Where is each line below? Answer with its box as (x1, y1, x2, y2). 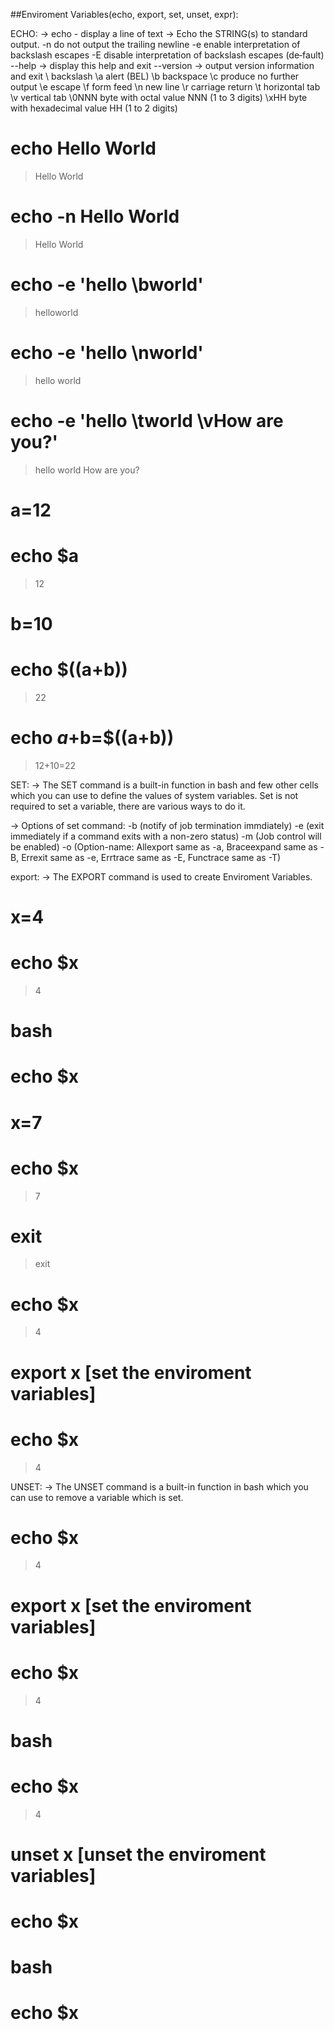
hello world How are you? (34, 464, 140, 476)
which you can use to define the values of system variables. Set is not (10, 789, 299, 801)
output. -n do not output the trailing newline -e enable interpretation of (10, 39, 301, 50)
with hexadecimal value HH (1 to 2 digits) (10, 102, 178, 114)
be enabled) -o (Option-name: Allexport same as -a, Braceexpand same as (10, 840, 318, 853)
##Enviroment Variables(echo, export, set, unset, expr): (10, 9, 239, 20)
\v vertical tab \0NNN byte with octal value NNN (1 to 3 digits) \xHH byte (10, 92, 308, 103)
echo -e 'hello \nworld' (10, 342, 204, 364)
